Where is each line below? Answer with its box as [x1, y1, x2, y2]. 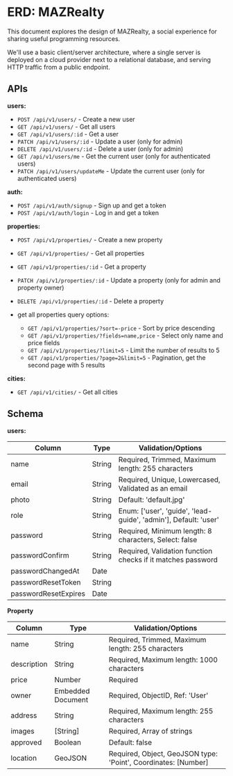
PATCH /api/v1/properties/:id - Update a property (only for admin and [17, 276, 221, 284]
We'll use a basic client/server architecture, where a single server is [7, 48, 201, 56]
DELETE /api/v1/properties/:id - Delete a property [17, 296, 164, 305]
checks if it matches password [118, 555, 218, 564]
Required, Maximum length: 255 [108, 706, 214, 715]
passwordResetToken [10, 577, 81, 587]
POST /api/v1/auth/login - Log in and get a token [17, 208, 159, 216]
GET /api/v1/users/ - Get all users [17, 122, 116, 131]
